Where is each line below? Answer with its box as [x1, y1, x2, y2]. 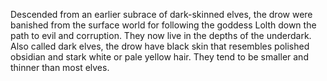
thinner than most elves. [10, 62, 110, 73]
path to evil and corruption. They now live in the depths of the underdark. [10, 30, 312, 41]
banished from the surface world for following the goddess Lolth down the [10, 19, 317, 31]
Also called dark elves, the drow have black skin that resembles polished [10, 40, 310, 52]
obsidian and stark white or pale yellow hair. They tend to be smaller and [10, 51, 309, 63]
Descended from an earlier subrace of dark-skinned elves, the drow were [10, 9, 313, 20]
